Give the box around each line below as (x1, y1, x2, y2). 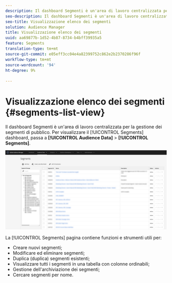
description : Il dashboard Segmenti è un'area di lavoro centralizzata (5, 8, 161, 13)
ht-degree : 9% (5, 68, 36, 73)
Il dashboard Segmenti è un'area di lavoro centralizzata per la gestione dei (5, 124, 162, 130)
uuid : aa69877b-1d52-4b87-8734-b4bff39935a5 (5, 35, 102, 41)
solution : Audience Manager (5, 25, 66, 30)
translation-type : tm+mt (5, 46, 58, 51)
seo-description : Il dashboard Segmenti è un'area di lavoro (5, 13, 139, 19)
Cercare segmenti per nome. (12, 272, 74, 278)
